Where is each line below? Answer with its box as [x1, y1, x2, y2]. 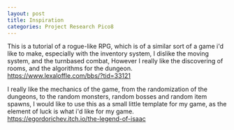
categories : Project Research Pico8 [7, 23, 114, 30]
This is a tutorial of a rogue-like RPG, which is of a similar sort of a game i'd [7, 42, 224, 51]
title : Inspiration [7, 17, 64, 24]
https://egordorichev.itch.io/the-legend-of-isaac [7, 115, 147, 123]
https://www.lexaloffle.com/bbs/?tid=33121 [7, 72, 131, 80]
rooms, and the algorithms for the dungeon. [7, 64, 133, 73]
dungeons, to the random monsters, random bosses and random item [7, 92, 207, 101]
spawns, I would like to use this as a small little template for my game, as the [7, 100, 227, 108]
